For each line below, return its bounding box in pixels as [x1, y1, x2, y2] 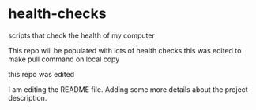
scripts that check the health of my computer [8, 31, 156, 40]
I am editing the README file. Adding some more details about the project [8, 84, 248, 94]
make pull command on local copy [8, 54, 120, 64]
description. [8, 93, 47, 102]
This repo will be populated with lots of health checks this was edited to [8, 46, 242, 55]
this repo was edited [8, 69, 75, 79]
